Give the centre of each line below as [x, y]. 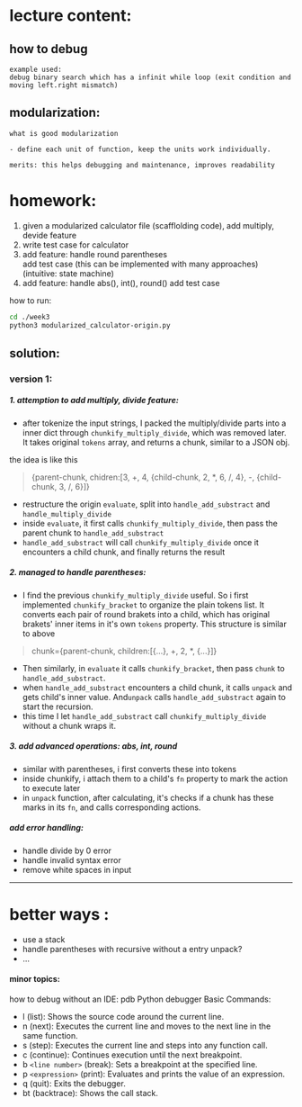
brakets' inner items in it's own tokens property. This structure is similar [155, 624]
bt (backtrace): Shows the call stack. [90, 1093]
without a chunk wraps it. [69, 725]
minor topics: [35, 979]
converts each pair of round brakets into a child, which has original [146, 614]
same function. [50, 1035]
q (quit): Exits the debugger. [74, 1083]
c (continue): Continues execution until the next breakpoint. [132, 1055]
